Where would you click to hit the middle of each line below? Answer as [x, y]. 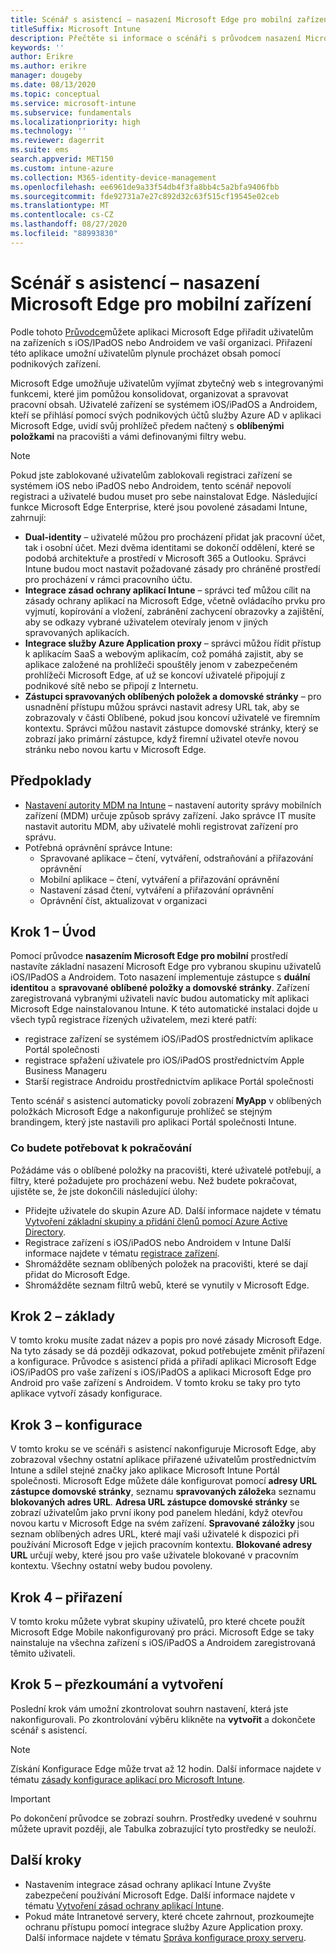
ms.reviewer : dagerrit [57, 141]
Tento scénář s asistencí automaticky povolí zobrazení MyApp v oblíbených [166, 1101]
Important [30, 1798]
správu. [40, 837]
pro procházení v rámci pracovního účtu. [108, 579]
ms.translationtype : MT [60, 206]
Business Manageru [66, 1071]
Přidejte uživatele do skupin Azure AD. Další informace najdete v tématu [173, 1210]
